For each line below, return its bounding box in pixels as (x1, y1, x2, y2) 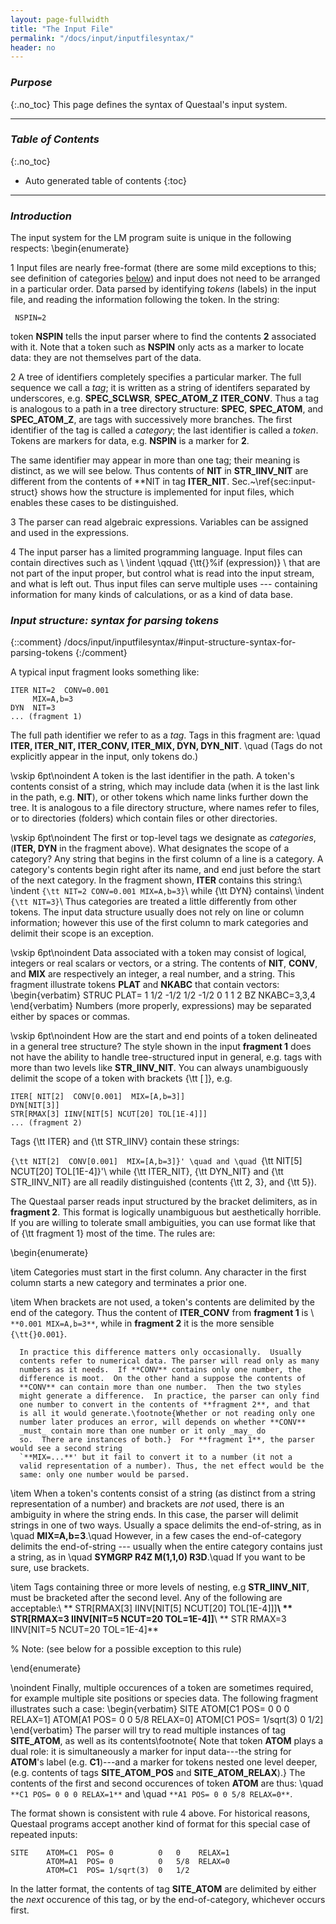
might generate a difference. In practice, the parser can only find (19, 1391, 320, 1401)
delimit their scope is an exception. (10, 927, 155, 940)
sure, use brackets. (10, 1562, 90, 1574)
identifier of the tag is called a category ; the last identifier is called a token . (10, 424, 319, 436)
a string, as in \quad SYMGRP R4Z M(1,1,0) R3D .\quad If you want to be (10, 1551, 306, 1563)
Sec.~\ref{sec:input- (231, 476, 317, 488)
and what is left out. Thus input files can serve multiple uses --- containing (10, 578, 318, 590)
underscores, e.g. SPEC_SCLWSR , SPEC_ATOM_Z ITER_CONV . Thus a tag (10, 392, 320, 405)
